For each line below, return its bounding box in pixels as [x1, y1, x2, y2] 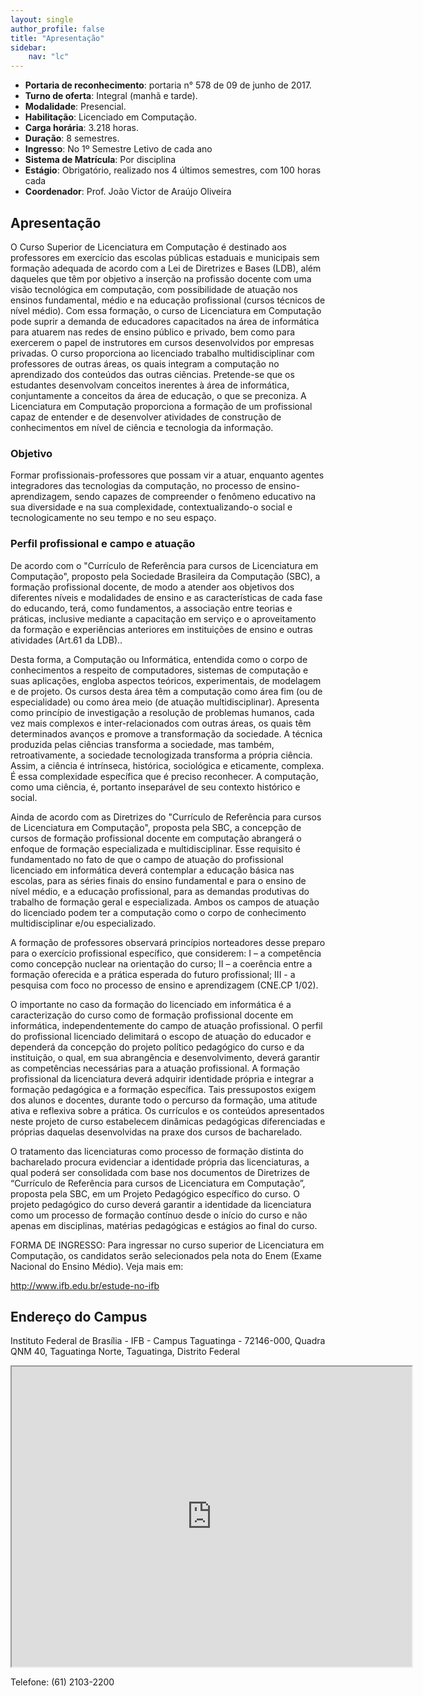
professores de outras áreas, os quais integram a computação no [10, 357, 280, 370]
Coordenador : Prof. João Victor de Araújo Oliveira [24, 186, 232, 198]
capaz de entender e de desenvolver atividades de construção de [10, 411, 282, 423]
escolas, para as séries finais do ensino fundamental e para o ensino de [10, 874, 307, 886]
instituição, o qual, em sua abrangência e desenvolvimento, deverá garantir [10, 1051, 320, 1063]
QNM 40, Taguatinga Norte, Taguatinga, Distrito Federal [10, 1346, 240, 1358]
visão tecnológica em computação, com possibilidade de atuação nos [10, 283, 298, 295]
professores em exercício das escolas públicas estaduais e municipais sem [10, 251, 320, 263]
